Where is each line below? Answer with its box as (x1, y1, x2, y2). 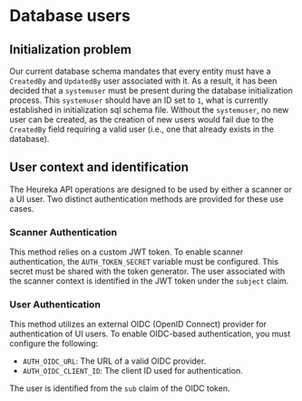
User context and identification (9, 160, 189, 175)
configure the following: (9, 338, 99, 349)
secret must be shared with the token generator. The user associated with (9, 266, 286, 277)
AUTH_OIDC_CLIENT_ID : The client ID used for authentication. (22, 366, 243, 376)
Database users (9, 5, 132, 26)
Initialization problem (9, 42, 132, 57)
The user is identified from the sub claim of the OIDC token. (9, 383, 230, 394)
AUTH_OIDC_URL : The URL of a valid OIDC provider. (22, 356, 207, 366)
